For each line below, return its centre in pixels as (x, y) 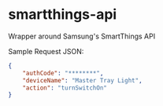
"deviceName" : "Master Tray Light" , (83, 80)
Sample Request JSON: (46, 51)
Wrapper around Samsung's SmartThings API (82, 36)
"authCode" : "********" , (63, 73)
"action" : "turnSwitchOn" (65, 88)
